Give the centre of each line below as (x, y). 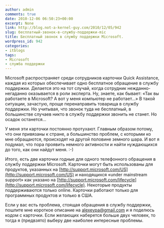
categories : (17, 46)
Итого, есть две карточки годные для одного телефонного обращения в (80, 159)
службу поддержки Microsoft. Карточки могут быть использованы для (79, 165)
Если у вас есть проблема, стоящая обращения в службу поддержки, (78, 205)
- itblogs (15, 50)
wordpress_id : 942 (24, 41)
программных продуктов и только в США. (49, 195)
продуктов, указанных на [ (33, 169)
